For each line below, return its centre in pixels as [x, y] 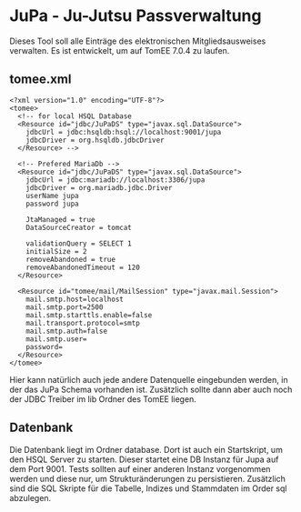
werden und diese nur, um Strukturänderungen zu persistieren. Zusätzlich [148, 478]
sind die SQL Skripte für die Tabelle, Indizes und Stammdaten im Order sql [148, 488]
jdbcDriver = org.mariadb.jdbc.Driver [99, 187]
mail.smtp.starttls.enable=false [89, 315]
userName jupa [52, 196]
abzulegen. [30, 497]
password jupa [52, 204]
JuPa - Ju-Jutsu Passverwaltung [135, 16]
